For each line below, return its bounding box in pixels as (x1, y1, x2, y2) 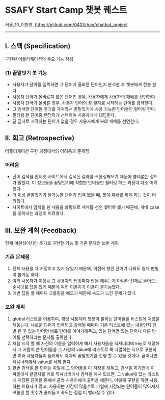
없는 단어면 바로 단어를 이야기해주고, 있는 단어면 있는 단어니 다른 (27, 328, 151, 334)
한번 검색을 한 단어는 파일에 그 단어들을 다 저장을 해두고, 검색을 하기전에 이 (12, 365, 155, 371)
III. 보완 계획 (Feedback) (5, 226, 77, 235)
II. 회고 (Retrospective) (5, 134, 75, 142)
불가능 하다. (17, 272, 40, 278)
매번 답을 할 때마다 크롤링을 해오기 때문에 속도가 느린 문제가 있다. (12, 290, 137, 296)
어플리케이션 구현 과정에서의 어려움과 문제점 (5, 148, 89, 154)
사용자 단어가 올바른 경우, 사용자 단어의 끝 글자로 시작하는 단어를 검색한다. (12, 100, 154, 106)
